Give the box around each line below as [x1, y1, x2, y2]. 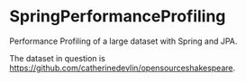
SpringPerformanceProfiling [9, 6, 226, 27]
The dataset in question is [9, 53, 105, 63]
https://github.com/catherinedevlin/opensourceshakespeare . [9, 62, 236, 73]
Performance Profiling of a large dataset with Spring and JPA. [9, 36, 238, 46]
